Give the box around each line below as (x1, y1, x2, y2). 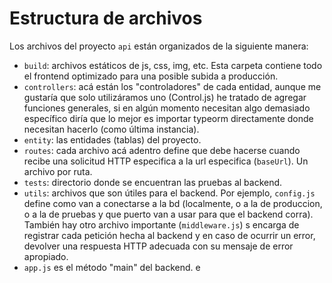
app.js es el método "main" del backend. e (23, 261, 201, 273)
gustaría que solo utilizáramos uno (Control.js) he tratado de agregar (23, 91, 307, 103)
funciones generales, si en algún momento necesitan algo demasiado (23, 102, 311, 114)
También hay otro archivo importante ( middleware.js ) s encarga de (23, 218, 300, 231)
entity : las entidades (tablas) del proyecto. (23, 133, 202, 146)
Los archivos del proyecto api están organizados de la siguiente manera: (9, 40, 309, 52)
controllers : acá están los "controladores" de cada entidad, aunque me (23, 80, 322, 92)
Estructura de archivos (9, 7, 203, 30)
